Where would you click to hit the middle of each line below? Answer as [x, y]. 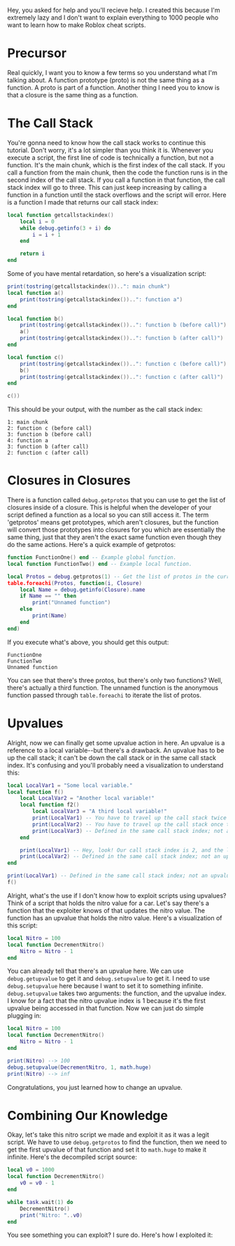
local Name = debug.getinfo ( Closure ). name [83, 590]
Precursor [37, 54]
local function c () [36, 357]
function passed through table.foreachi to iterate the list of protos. [104, 695]
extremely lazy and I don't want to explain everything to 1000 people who [113, 18]
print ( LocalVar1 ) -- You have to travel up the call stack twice [130, 818]
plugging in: [24, 1016]
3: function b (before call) [50, 435]
